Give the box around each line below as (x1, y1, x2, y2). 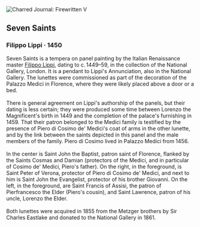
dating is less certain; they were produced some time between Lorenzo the (6, 105, 192, 113)
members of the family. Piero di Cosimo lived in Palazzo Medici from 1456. (6, 137, 189, 144)
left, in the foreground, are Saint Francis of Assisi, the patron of (6, 182, 162, 189)
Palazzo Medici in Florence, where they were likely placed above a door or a (6, 80, 195, 87)
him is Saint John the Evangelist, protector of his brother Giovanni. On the (6, 175, 188, 183)
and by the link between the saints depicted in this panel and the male (6, 131, 178, 138)
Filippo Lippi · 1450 (6, 41, 62, 50)
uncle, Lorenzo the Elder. (6, 195, 68, 202)
